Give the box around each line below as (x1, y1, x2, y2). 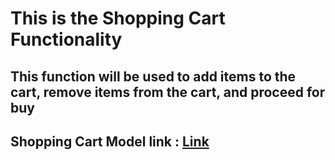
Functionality (10, 28, 123, 51)
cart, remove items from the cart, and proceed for (10, 83, 326, 101)
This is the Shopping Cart (10, 7, 226, 30)
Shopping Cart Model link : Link (10, 133, 210, 150)
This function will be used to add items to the (10, 68, 297, 85)
